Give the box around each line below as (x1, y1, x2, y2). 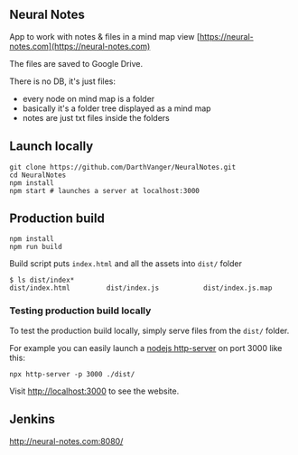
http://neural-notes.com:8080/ (9, 435, 124, 446)
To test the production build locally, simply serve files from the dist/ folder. (9, 325, 290, 336)
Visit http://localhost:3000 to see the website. (9, 385, 180, 396)
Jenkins (9, 412, 56, 427)
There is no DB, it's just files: (9, 76, 116, 87)
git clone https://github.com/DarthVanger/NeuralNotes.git (9, 162, 237, 172)
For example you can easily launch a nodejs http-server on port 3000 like (9, 342, 283, 353)
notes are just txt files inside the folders (22, 112, 170, 123)
